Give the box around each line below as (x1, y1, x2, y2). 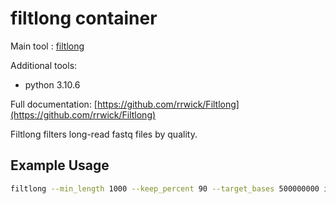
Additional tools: (10, 59, 78, 71)
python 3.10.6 (24, 78, 81, 91)
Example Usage (10, 157, 110, 174)
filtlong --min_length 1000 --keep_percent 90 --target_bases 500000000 (10, 183, 320, 194)
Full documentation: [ (10, 98, 98, 110)
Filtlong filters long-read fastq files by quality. (10, 128, 198, 140)
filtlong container (10, 7, 158, 30)
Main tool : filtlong (10, 40, 85, 52)
